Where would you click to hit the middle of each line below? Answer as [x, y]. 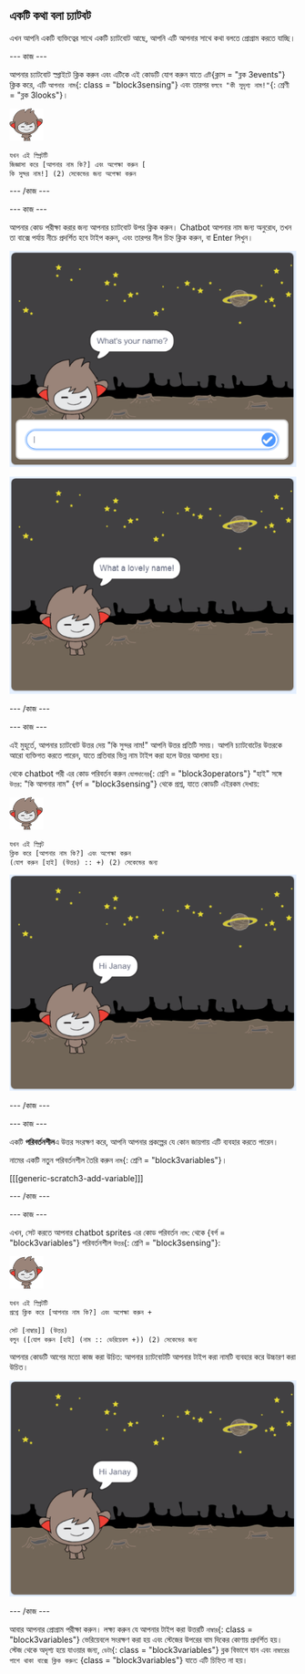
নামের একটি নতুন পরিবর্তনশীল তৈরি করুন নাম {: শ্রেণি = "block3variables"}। [118, 1159]
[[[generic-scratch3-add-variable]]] [76, 1178]
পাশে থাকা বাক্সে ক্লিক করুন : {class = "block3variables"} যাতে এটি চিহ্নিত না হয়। [129, 1659]
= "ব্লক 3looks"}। [39, 95]
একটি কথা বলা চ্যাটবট [50, 16]
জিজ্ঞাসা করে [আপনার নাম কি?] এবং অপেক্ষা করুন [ [78, 164]
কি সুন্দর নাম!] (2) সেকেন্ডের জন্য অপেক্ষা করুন [73, 173]
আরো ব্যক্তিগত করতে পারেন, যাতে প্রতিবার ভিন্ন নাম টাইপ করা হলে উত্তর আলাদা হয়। [117, 755]
